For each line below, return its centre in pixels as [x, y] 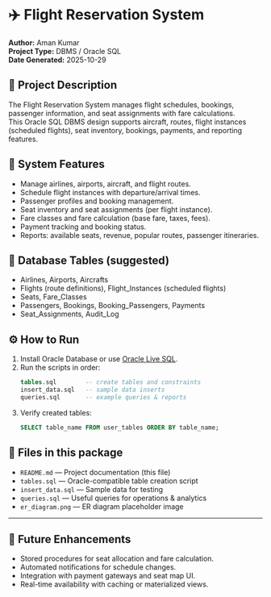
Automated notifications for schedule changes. [98, 567]
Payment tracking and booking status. [83, 227]
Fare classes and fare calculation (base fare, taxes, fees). [115, 218]
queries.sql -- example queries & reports [103, 397]
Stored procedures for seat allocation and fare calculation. [117, 559]
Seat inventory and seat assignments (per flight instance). [116, 209]
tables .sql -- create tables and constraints [110, 382]
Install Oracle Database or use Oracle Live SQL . [99, 359]
